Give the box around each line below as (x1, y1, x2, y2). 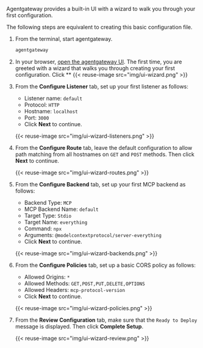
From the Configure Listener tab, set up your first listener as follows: (15, 82, 189, 90)
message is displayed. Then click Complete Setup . (15, 322, 144, 330)
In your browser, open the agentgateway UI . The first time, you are (15, 58, 182, 65)
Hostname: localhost (24, 107, 78, 115)
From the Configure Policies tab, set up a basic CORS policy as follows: (15, 261, 196, 269)
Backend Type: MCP (24, 199, 72, 206)
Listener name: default (24, 94, 83, 102)
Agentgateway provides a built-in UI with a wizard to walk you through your (6, 5, 196, 12)
